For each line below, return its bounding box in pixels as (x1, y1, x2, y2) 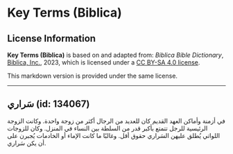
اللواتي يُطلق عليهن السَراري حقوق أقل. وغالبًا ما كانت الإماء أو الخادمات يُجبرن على (7, 131, 221, 139)
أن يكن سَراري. (7, 139, 46, 147)
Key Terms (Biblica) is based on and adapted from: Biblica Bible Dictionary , (7, 51, 224, 59)
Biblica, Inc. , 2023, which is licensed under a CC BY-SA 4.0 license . (7, 58, 200, 67)
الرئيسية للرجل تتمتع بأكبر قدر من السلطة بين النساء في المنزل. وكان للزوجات (7, 123, 208, 132)
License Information (7, 33, 96, 44)
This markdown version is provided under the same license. (7, 71, 178, 80)
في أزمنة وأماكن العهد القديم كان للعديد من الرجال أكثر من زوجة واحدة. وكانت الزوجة (7, 117, 225, 125)
